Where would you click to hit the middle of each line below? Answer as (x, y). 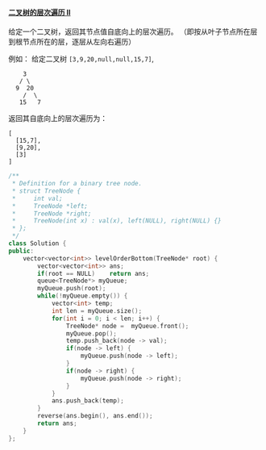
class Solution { (37, 244)
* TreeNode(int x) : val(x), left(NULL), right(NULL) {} (116, 221)
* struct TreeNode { (46, 191)
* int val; (37, 198)
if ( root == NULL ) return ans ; (94, 273)
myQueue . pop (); (91, 333)
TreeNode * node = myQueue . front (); (127, 326)
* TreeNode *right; (52, 214)
